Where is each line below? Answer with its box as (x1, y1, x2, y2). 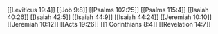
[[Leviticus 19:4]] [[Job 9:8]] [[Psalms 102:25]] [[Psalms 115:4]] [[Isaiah (7, 6, 209, 14)
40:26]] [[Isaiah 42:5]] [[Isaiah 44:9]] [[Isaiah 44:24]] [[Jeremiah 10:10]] (7, 13, 212, 21)
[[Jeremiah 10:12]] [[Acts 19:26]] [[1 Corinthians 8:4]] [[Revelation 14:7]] (7, 20, 211, 28)
